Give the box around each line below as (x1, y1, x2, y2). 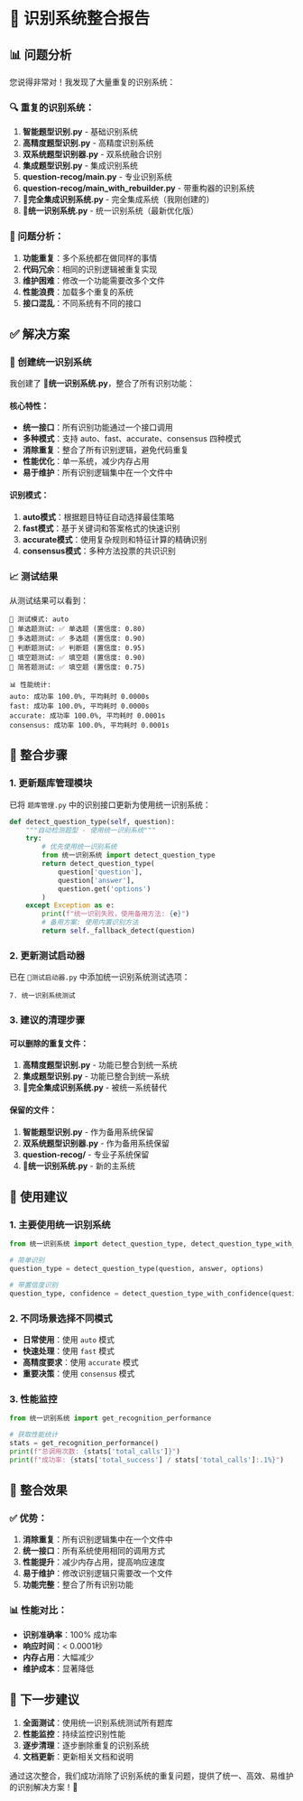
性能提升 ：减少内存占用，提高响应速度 (22, 1556, 165, 1567)
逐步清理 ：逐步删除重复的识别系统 (22, 1740, 150, 1751)
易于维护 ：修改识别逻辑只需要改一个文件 (22, 1568, 173, 1579)
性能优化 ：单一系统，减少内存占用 (22, 456, 150, 467)
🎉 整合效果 (9, 1482, 68, 1498)
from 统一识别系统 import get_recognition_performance (9, 1414, 212, 1423)
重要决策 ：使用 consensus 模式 (22, 1368, 135, 1379)
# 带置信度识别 (9, 1280, 59, 1289)
